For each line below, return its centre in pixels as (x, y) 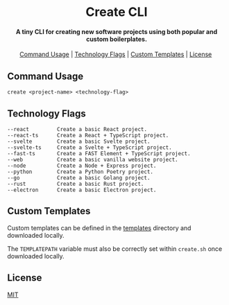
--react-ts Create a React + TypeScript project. (88, 136)
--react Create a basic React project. (77, 130)
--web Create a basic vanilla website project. (93, 160)
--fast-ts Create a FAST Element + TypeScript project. (99, 154)
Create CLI (117, 12)
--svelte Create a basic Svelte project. (79, 142)
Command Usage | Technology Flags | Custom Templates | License (116, 54)
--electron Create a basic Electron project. (82, 190)
